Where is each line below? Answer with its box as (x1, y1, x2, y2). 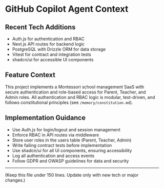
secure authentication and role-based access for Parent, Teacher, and (5, 89, 146, 95)
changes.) (5, 177, 25, 183)
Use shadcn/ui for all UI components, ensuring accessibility (12, 147, 132, 153)
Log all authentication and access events (12, 153, 95, 159)
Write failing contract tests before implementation (12, 142, 112, 148)
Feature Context (5, 71, 56, 79)
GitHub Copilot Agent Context (5, 3, 128, 15)
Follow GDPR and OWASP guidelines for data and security (12, 158, 129, 164)
